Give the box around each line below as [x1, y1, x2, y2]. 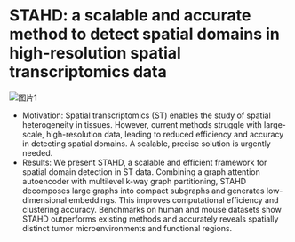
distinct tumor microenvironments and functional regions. [21, 222, 233, 233]
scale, [21, 129, 44, 139]
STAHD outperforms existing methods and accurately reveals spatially [21, 214, 279, 224]
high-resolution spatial [9, 43, 182, 63]
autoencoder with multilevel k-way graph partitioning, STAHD [21, 176, 247, 186]
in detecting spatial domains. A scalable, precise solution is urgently [21, 138, 271, 149]
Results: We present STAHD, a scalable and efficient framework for [21, 157, 267, 168]
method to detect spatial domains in [9, 24, 280, 44]
